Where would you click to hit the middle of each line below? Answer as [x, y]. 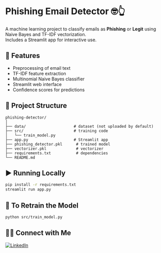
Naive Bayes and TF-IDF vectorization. [46, 34]
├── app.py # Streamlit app [57, 139]
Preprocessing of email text [42, 68]
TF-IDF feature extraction [39, 73]
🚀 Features [23, 56]
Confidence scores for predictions [49, 90]
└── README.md [20, 157]
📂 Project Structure [36, 106]
